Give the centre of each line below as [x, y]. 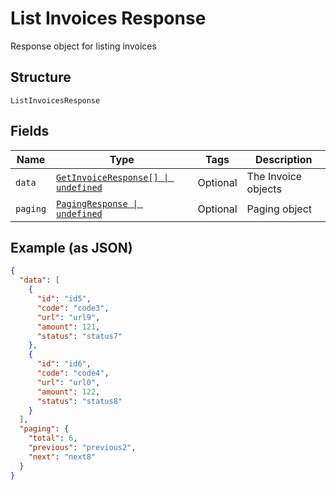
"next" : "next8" [62, 457]
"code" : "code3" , [73, 308]
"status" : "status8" [79, 401]
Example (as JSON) [71, 247]
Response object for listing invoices [83, 46]
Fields [30, 131]
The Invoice [274, 176]
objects [264, 189]
